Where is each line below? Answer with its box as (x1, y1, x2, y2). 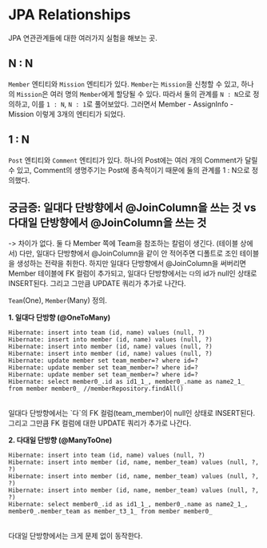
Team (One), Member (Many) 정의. (8, 296, 108, 305)
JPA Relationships (8, 6, 131, 24)
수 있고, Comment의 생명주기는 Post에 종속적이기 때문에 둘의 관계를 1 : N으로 (8, 165, 250, 175)
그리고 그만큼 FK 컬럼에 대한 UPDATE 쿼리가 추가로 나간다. (8, 418, 192, 428)
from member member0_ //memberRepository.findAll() (8, 385, 184, 393)
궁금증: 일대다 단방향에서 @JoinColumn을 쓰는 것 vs (8, 200, 257, 214)
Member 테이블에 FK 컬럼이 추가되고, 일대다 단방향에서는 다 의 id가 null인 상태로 (8, 268, 257, 278)
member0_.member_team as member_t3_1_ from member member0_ (8, 507, 213, 516)
